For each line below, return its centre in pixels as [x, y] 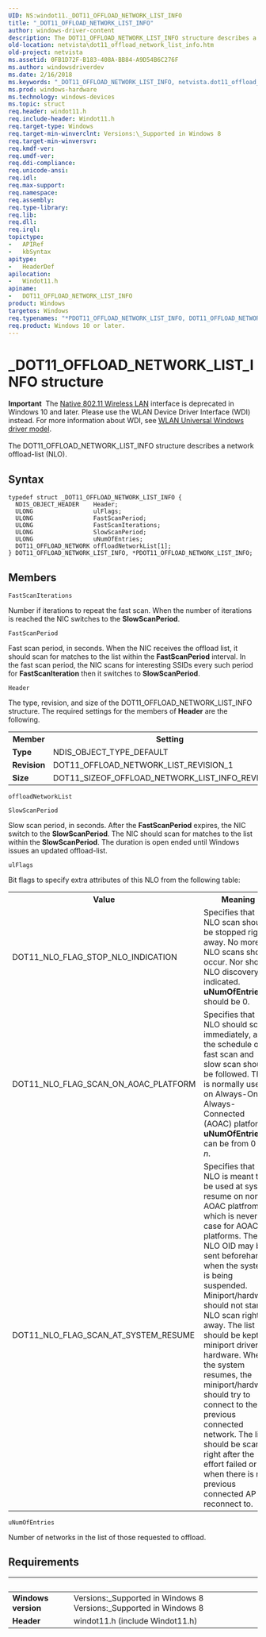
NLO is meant [228, 1176]
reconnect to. [228, 1504]
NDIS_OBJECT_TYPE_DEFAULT [110, 752]
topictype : [26, 237]
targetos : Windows [38, 310]
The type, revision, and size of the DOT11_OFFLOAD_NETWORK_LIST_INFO [130, 703]
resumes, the [228, 1374]
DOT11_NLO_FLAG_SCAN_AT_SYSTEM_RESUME [104, 1335]
